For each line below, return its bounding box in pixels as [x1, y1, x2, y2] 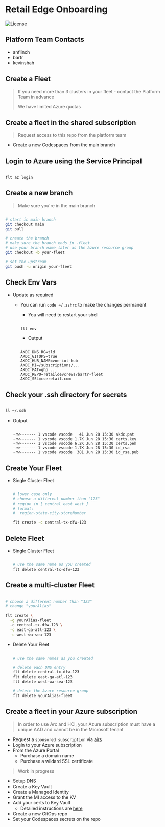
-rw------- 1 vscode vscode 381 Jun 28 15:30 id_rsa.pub [12, 450, 139, 455]
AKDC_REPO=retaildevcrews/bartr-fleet [20, 372, 103, 377]
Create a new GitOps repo [12, 810, 68, 817]
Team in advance [17, 94, 55, 100]
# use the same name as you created [12, 562, 91, 567]
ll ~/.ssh [5, 408, 27, 413]
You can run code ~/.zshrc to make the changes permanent [20, 301, 147, 308]
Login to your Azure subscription [12, 742, 82, 748]
